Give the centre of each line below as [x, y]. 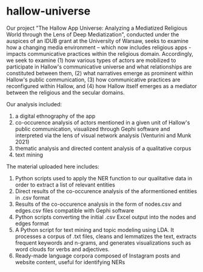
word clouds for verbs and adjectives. [62, 249]
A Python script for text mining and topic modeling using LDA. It [95, 229]
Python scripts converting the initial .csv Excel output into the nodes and [105, 217]
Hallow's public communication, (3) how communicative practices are [93, 80]
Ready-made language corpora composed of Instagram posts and [98, 256]
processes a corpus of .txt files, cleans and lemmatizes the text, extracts [106, 236]
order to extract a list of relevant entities [65, 185]
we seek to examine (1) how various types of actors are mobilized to [91, 60]
